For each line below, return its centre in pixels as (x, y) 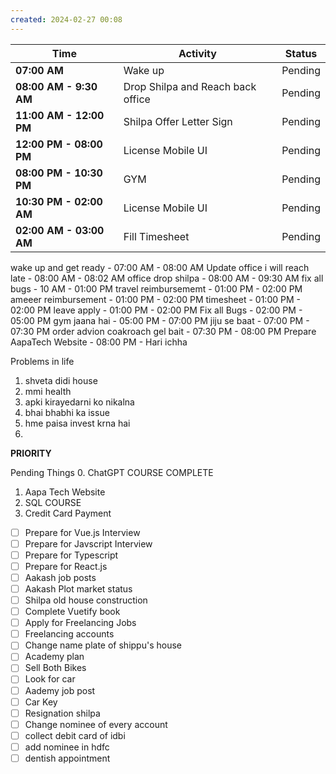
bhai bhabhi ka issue (67, 412)
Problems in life (42, 361)
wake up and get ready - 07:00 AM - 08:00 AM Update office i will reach (160, 267)
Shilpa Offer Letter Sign (178, 121)
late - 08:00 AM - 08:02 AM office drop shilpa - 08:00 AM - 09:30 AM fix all (167, 278)
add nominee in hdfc (67, 747)
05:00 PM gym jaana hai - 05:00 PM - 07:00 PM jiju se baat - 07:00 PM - (160, 320)
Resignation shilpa (62, 713)
